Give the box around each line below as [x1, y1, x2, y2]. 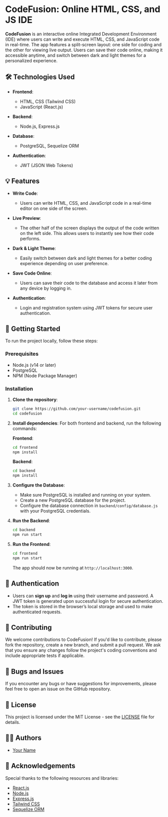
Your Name [12, 747, 36, 753]
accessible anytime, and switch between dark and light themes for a [5, 52, 146, 58]
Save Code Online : [12, 270, 52, 276]
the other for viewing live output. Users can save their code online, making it [5, 47, 163, 53]
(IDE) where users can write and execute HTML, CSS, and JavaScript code [5, 36, 159, 42]
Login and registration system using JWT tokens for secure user [20, 304, 153, 310]
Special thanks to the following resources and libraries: [5, 775, 119, 781]
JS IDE [5, 14, 33, 26]
